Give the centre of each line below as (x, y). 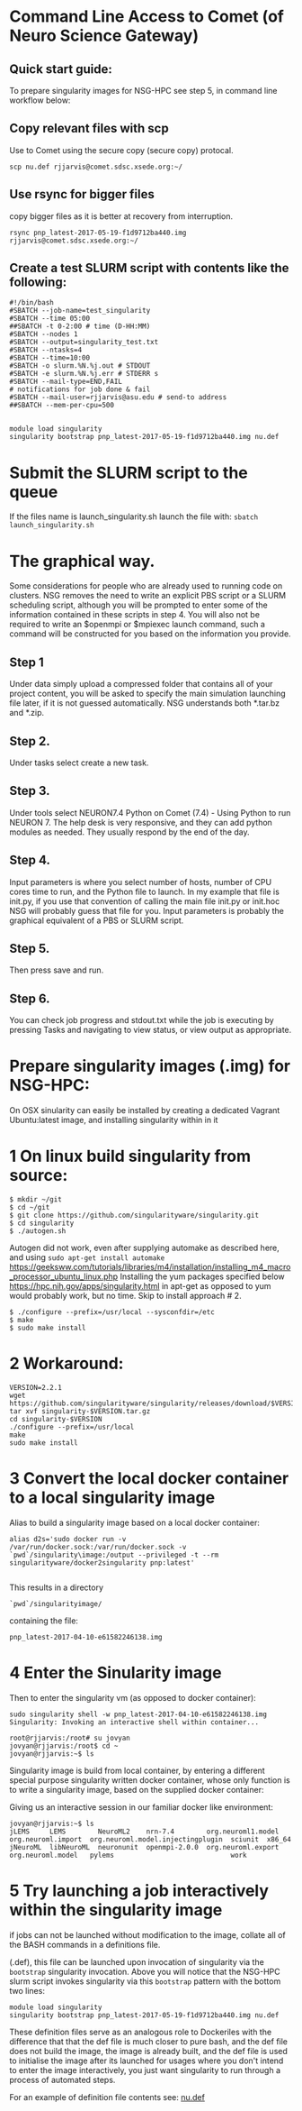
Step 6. (30, 998)
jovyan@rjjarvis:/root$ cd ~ (64, 1746)
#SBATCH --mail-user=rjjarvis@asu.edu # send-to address (118, 398)
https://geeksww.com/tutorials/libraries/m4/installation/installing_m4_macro (150, 1267)
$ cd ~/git (30, 1208)
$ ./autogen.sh (38, 1231)
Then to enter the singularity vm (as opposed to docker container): (133, 1697)
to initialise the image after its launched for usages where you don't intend (147, 2061)
